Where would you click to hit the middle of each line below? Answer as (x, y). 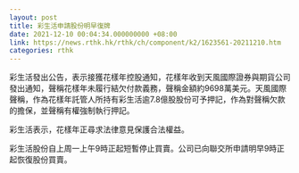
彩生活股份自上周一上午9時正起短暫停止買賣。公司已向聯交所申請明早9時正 (147, 149)
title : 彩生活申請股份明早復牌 (60, 26)
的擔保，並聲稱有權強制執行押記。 (72, 111)
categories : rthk (42, 51)
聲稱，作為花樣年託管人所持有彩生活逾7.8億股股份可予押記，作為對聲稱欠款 (147, 100)
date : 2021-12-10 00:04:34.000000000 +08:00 (93, 34)
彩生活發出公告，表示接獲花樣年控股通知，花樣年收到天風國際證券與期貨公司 (150, 78)
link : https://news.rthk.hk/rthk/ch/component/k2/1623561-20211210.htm (145, 42)
